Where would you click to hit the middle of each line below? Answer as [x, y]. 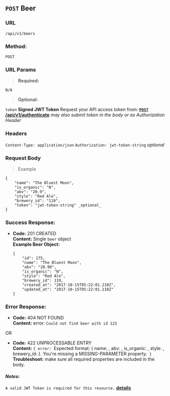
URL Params [21, 69]
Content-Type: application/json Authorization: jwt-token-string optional [85, 144]
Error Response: [26, 307]
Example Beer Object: [36, 244]
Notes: [13, 377]
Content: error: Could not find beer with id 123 [65, 323]
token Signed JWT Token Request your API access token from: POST [77, 110]
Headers [16, 134]
